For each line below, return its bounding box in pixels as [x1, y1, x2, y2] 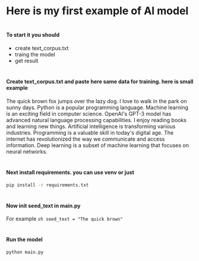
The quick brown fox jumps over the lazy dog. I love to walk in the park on [6, 97, 187, 104]
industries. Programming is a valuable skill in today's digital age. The [6, 129, 174, 136]
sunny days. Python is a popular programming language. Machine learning [6, 104, 189, 111]
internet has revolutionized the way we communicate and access [6, 135, 165, 142]
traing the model [14, 50, 55, 58]
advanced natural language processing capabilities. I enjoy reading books [6, 116, 187, 123]
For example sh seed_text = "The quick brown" [6, 215, 124, 222]
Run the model [6, 236, 43, 243]
